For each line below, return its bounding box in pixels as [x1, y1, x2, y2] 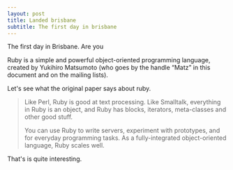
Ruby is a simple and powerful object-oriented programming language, [7, 56, 211, 64]
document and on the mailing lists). [7, 71, 108, 79]
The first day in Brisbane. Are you [7, 43, 104, 51]
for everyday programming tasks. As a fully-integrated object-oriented [24, 134, 227, 142]
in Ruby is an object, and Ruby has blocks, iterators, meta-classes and [24, 106, 227, 114]
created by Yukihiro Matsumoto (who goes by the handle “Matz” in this [7, 64, 211, 72]
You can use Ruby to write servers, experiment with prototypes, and [24, 127, 220, 135]
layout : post [7, 10, 45, 17]
